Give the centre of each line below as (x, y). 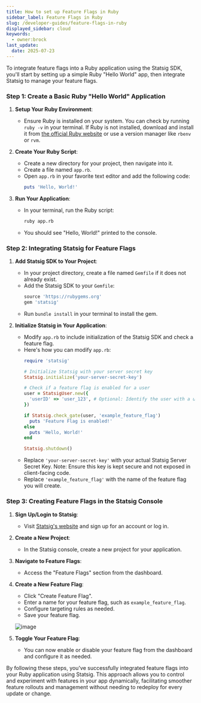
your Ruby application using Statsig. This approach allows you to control (95, 674)
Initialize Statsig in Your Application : (61, 325)
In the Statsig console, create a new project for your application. (103, 549)
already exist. (40, 279)
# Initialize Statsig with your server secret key (88, 372)
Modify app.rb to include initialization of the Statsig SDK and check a (108, 337)
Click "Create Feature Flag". (58, 596)
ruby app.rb (39, 221)
